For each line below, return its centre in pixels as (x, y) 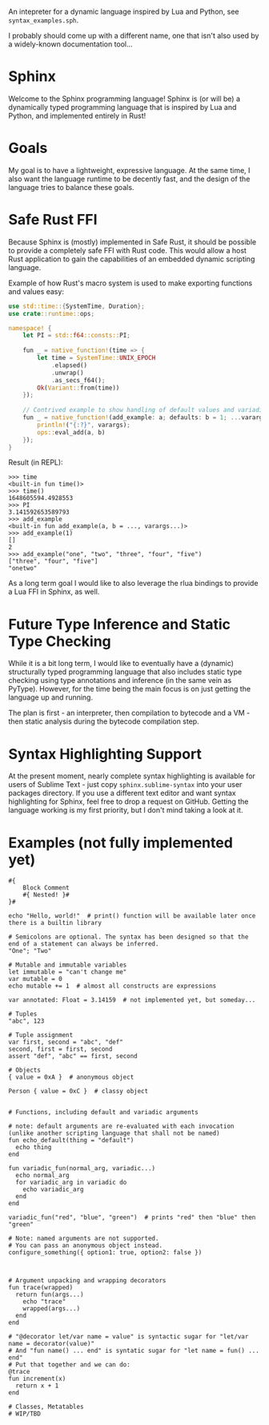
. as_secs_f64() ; (78, 380)
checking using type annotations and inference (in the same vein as (120, 680)
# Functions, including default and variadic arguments (103, 1112)
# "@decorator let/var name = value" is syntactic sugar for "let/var (128, 1337)
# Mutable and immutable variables (68, 965)
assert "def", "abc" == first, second (73, 1056)
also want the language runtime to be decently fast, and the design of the (129, 179)
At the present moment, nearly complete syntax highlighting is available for (132, 776)
